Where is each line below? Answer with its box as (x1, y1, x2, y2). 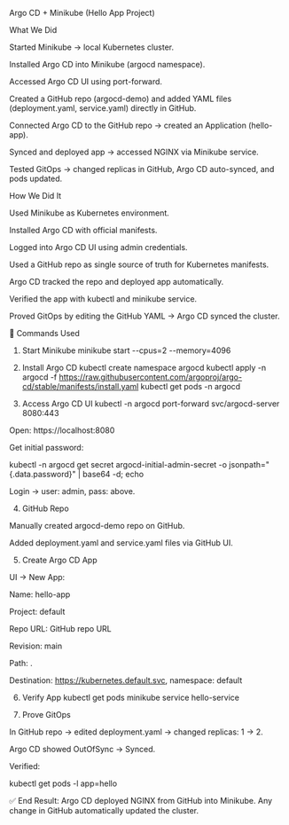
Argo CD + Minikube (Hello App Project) (9, 8, 155, 18)
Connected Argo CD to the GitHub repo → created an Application (9, 120, 246, 130)
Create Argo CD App (21, 554, 98, 565)
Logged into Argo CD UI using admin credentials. (9, 242, 188, 252)
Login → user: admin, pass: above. (9, 486, 136, 496)
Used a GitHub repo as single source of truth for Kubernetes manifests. (9, 259, 269, 270)
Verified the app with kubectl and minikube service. (9, 294, 198, 304)
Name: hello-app (9, 589, 71, 600)
